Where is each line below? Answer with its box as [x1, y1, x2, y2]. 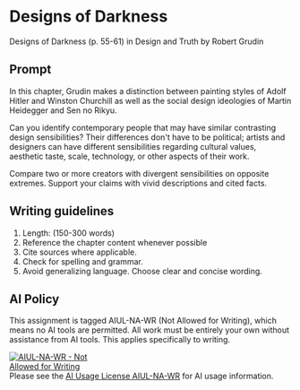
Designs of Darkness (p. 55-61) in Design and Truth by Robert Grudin [9, 36, 264, 47]
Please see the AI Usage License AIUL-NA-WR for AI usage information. [9, 370, 274, 382]
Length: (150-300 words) [21, 227, 115, 238]
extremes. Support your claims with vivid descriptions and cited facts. [9, 178, 267, 188]
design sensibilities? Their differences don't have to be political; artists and [9, 132, 286, 143]
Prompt [9, 62, 52, 77]
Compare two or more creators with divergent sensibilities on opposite [9, 168, 270, 178]
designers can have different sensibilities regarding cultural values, [9, 141, 257, 152]
